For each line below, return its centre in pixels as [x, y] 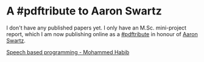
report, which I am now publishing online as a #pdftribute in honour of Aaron [102, 34]
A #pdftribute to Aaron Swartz [84, 11]
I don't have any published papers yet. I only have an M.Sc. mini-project [97, 28]
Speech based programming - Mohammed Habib [68, 52]
